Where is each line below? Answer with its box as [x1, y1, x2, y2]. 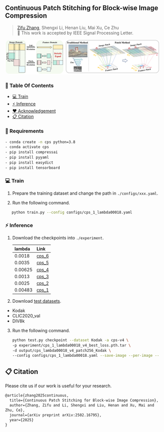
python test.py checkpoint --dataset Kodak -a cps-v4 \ [12, 338, 129, 343]
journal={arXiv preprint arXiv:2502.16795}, [9, 413, 102, 418]
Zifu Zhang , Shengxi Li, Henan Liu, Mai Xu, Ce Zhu [17, 25, 119, 30]
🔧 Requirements [5, 128, 44, 135]
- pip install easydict [5, 160, 54, 165]
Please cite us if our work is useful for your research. [5, 383, 112, 389]
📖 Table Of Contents [5, 82, 54, 89]
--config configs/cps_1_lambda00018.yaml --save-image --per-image [12, 353, 153, 358]
